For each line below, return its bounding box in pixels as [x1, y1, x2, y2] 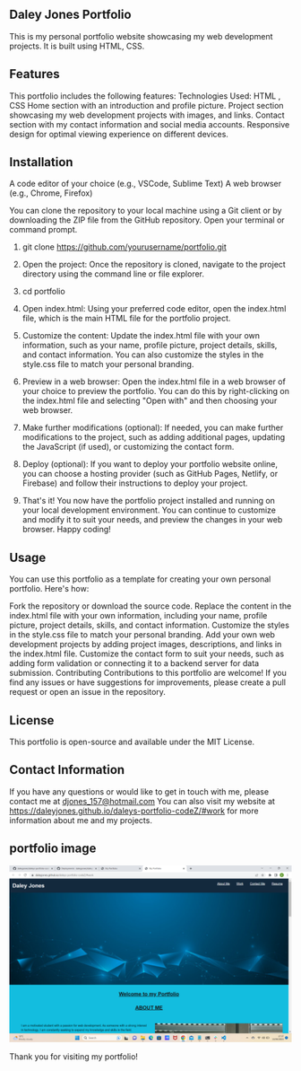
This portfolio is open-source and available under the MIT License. [9, 736, 255, 748]
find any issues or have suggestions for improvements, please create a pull [9, 677, 287, 688]
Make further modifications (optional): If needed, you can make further [21, 422, 284, 434]
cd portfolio [21, 286, 65, 297]
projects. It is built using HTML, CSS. [9, 40, 145, 51]
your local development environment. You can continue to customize [21, 505, 276, 515]
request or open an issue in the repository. [9, 687, 166, 698]
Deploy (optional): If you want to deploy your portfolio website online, [21, 459, 279, 470]
